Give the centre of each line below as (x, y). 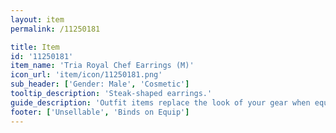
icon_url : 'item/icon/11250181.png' (86, 75)
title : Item (35, 47)
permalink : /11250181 (55, 29)
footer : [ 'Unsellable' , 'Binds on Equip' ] (100, 112)
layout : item (37, 19)
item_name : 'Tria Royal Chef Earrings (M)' (102, 66)
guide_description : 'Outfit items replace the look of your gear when (160, 102)
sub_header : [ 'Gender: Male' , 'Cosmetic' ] (100, 84)
